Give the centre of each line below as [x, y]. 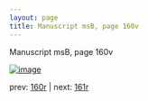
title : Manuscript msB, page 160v [74, 26]
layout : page [34, 18]
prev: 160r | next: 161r [49, 87]
